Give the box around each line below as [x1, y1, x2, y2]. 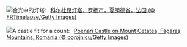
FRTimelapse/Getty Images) [6, 13, 77, 21]
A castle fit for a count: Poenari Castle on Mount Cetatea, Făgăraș [12, 27, 181, 34]
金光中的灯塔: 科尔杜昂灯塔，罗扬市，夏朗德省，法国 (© [12, 7, 155, 13]
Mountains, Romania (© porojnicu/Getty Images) [6, 34, 129, 41]
